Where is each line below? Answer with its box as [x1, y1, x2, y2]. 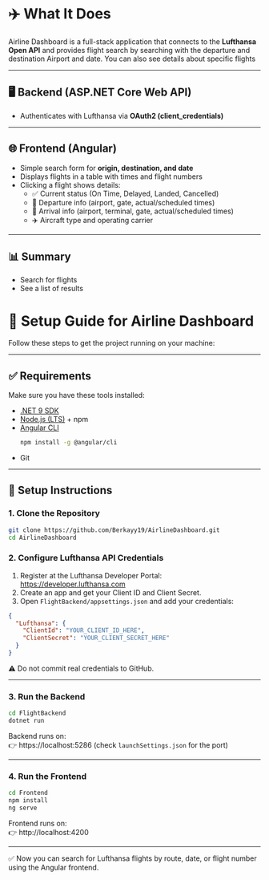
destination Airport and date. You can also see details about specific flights [8, 54, 256, 63]
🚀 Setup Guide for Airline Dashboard [8, 312, 255, 330]
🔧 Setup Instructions [8, 484, 113, 497]
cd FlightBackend [8, 709, 66, 717]
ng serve [8, 804, 38, 813]
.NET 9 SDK [19, 406, 59, 416]
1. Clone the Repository [8, 508, 100, 519]
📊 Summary [8, 249, 71, 263]
